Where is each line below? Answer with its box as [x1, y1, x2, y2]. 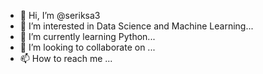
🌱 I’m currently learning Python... [19, 31, 156, 42]
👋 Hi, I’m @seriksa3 [19, 10, 101, 21]
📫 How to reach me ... [19, 53, 113, 64]
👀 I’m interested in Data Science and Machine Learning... [19, 20, 254, 32]
